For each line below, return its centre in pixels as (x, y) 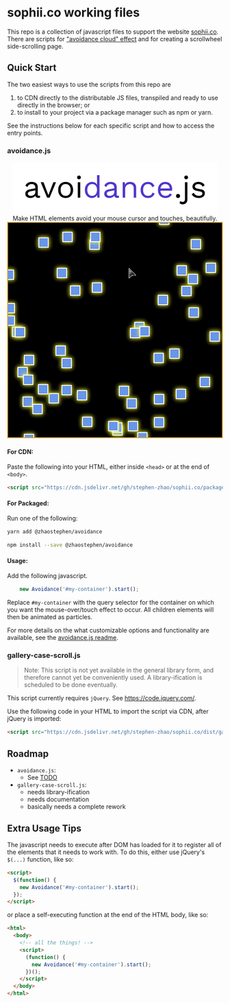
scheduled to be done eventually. (71, 685)
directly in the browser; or (53, 105)
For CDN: (21, 452)
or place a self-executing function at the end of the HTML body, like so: (108, 915)
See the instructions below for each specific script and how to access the (111, 126)
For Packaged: (28, 503)
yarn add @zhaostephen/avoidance (55, 532)
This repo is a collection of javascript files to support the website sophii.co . (113, 32)
